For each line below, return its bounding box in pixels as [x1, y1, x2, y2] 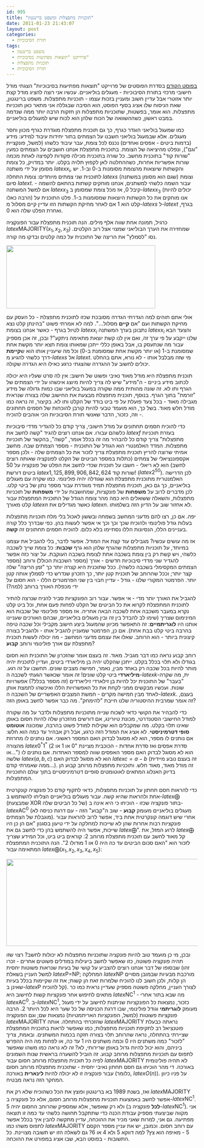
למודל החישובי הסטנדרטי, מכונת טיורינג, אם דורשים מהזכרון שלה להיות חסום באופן [6, 715, 196, 723]
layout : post [6, 26, 39, 32]
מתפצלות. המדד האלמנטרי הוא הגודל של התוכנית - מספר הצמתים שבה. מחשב [6, 442, 188, 449]
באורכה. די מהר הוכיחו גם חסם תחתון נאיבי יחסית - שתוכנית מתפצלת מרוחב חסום [6, 1063, 194, 1070]
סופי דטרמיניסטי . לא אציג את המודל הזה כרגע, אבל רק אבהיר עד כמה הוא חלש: [6, 728, 189, 735]
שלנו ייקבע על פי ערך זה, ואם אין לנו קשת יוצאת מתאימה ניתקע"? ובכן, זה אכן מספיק [6, 334, 197, 341]
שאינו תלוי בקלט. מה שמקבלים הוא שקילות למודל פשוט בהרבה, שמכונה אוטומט [6, 722, 189, 729]
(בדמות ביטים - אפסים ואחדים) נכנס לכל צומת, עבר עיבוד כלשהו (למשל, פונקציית [6, 139, 192, 147]
